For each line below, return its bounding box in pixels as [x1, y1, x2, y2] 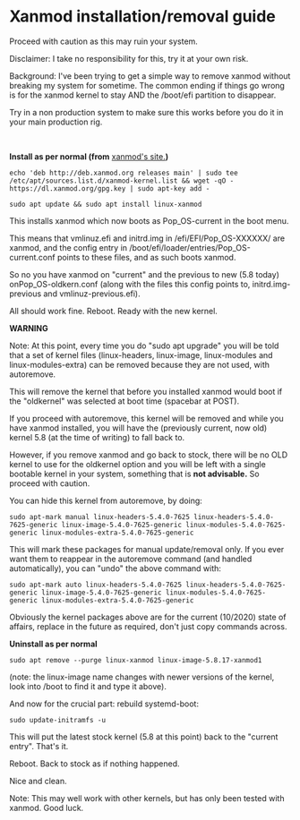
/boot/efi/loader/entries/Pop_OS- [129, 242, 251, 252]
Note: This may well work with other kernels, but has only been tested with [9, 792, 285, 803]
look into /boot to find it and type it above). [9, 680, 167, 691]
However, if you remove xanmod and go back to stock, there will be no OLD [9, 449, 288, 460]
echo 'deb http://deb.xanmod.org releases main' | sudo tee [9, 168, 239, 177]
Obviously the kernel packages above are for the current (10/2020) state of [9, 611, 287, 622]
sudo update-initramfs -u [9, 715, 106, 724]
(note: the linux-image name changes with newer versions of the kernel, [9, 671, 275, 682]
